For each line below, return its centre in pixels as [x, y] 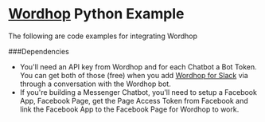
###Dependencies [39, 51]
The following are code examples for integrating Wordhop [103, 36]
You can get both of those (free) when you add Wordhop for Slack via [134, 75]
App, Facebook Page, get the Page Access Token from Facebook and [134, 100]
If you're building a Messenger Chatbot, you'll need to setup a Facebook [138, 92]
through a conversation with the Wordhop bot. [95, 84]
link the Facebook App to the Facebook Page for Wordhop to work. [129, 109]
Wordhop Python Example [96, 14]
